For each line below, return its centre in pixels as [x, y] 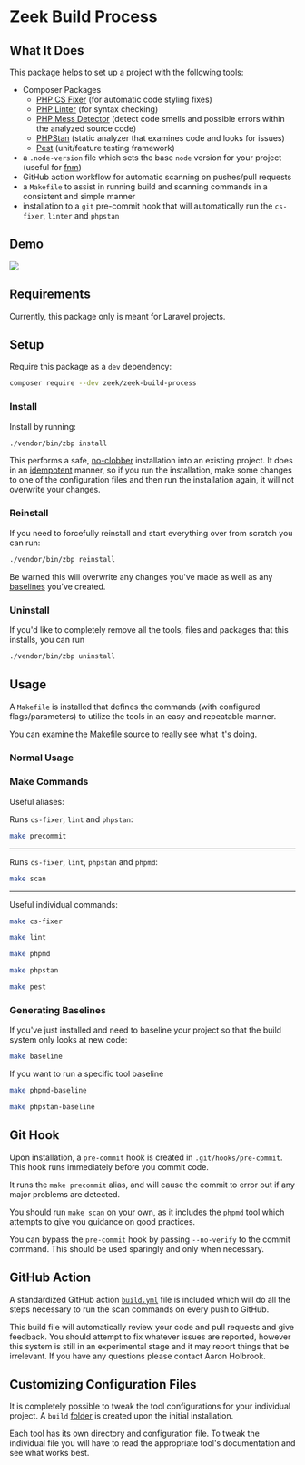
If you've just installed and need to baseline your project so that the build [146, 1030]
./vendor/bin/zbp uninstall [63, 656]
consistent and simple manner [79, 196]
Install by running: [43, 426]
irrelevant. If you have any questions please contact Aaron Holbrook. [138, 1356]
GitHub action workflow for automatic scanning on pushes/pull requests [157, 177]
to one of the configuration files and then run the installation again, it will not [152, 480]
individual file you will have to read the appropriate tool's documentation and [152, 1443]
